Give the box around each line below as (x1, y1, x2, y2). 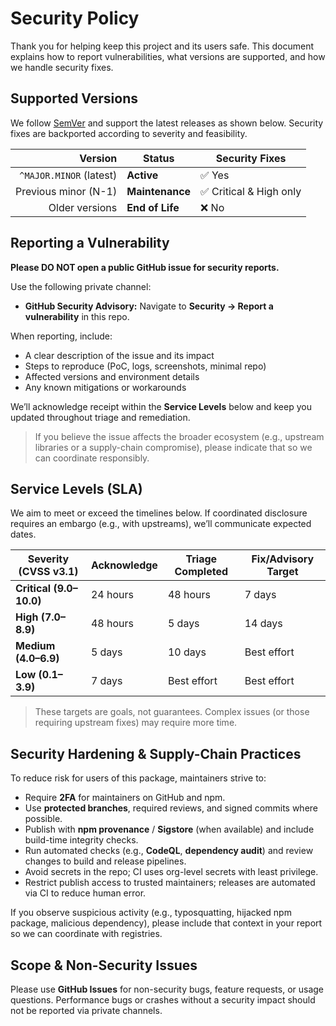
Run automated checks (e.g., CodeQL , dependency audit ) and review (24, 845, 314, 857)
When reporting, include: (10, 330, 113, 342)
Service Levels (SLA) (10, 480, 143, 497)
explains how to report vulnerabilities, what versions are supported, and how (10, 50, 326, 62)
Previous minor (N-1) (15, 184, 118, 198)
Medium (15, 639, 56, 653)
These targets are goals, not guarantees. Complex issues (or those (34, 706, 310, 718)
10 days (167, 645, 207, 659)
